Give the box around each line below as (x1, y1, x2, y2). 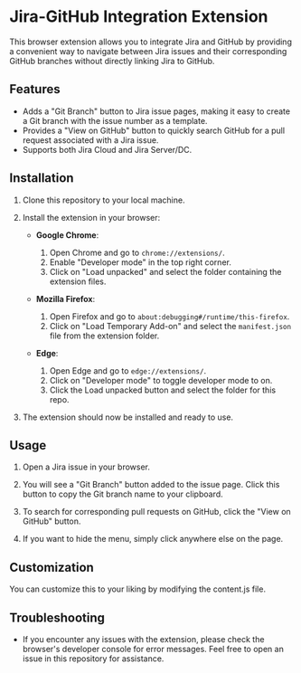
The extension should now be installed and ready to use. (22, 412, 233, 422)
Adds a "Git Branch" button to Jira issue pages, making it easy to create (22, 106, 291, 117)
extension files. (49, 276, 107, 287)
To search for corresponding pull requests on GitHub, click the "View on (22, 507, 291, 517)
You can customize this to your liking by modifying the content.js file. (9, 583, 267, 594)
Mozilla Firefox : (35, 293, 96, 304)
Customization (9, 559, 95, 575)
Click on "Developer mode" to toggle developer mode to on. (49, 374, 273, 385)
